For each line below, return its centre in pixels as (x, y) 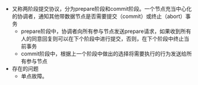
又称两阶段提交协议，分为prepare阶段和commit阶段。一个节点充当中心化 (102, 9)
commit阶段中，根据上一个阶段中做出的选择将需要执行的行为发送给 (104, 54)
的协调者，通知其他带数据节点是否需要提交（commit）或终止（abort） (99, 16)
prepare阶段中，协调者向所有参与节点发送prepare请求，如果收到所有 (106, 31)
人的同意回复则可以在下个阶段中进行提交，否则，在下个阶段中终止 (102, 39)
